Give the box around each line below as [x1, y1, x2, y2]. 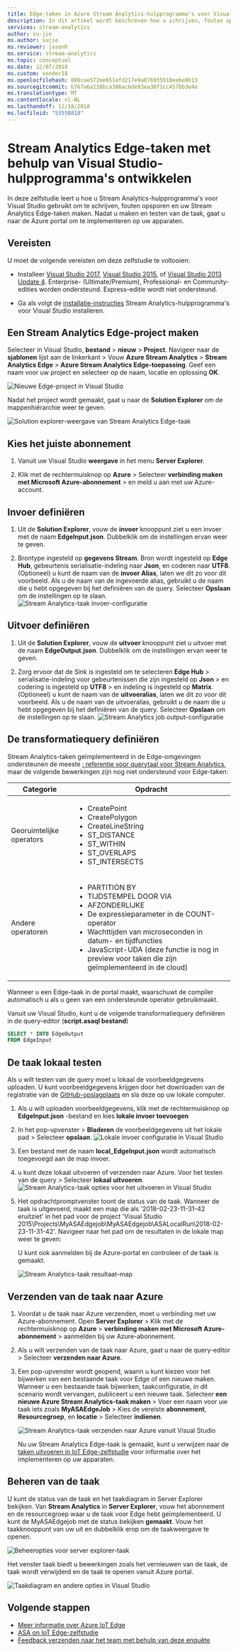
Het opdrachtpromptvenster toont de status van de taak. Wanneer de [17, 1197, 220, 1205]
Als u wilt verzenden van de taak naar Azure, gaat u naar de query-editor [17, 1345, 231, 1354]
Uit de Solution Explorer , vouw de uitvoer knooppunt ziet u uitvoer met [17, 638, 227, 647]
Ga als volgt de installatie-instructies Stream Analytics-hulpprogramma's [17, 299, 230, 307]
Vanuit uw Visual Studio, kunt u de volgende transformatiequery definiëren [7, 1009, 225, 1017]
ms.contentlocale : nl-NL [7, 97, 81, 104]
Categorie [22, 784, 57, 794]
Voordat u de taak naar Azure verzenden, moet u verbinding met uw [17, 1309, 216, 1318]
